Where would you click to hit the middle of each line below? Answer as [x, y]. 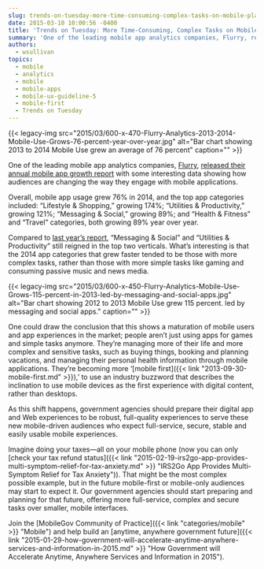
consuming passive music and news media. [79, 271]
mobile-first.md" [35, 377]
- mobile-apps [38, 89]
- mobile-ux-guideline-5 [56, 96]
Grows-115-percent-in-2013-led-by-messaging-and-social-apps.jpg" [120, 295]
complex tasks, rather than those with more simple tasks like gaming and [126, 262]
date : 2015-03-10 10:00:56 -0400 [63, 23]
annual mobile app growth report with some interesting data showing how [127, 173]
